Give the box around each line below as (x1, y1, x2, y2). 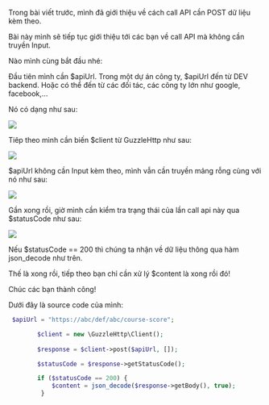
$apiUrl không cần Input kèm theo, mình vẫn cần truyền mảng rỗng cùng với (8, 166, 262, 175)
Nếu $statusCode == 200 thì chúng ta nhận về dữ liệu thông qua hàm (8, 244, 239, 254)
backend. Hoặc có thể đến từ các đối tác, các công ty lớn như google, (8, 81, 241, 90)
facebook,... (8, 89, 48, 98)
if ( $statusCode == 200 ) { (37, 374, 128, 382)
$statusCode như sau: (8, 214, 82, 223)
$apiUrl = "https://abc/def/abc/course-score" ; (11, 315, 175, 324)
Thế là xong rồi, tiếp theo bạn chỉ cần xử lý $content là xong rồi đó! (8, 269, 231, 278)
